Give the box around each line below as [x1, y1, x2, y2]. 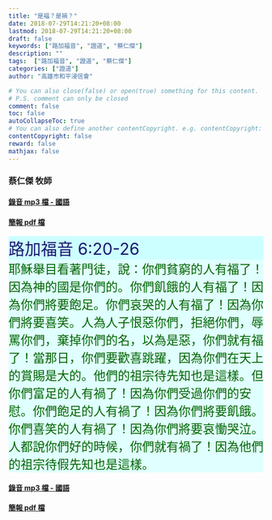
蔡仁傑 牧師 [8, 175, 53, 187]
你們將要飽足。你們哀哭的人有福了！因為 [19, 297, 252, 313]
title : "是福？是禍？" [8, 11, 78, 20]
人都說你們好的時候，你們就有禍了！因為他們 [8, 439, 264, 455]
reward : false [8, 140, 57, 148]
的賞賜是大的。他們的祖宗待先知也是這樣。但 [8, 368, 264, 384]
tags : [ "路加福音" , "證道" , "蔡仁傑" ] [8, 58, 132, 66]
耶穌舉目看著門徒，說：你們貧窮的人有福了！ [8, 261, 264, 277]
